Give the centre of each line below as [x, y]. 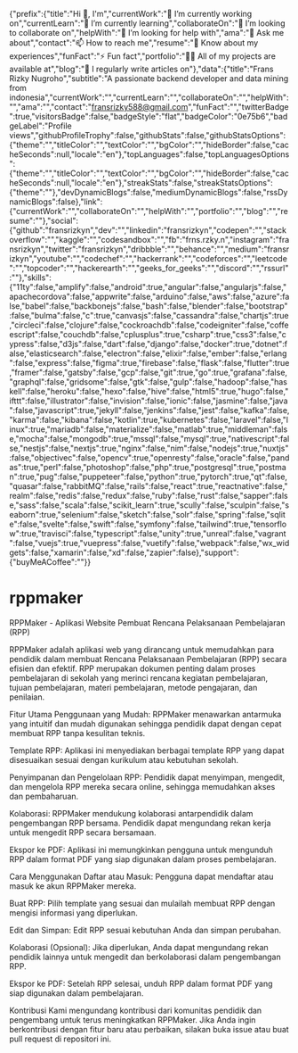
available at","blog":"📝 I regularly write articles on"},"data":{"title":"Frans [141, 69]
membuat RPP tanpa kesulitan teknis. [77, 733]
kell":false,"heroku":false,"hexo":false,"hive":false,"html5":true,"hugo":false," [149, 391]
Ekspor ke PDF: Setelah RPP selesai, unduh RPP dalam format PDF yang [141, 983]
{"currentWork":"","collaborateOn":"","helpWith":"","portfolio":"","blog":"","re [149, 211]
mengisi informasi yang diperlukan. [73, 912]
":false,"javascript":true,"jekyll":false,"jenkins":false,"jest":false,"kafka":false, [149, 410]
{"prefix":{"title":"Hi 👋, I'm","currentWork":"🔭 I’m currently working [131, 14]
